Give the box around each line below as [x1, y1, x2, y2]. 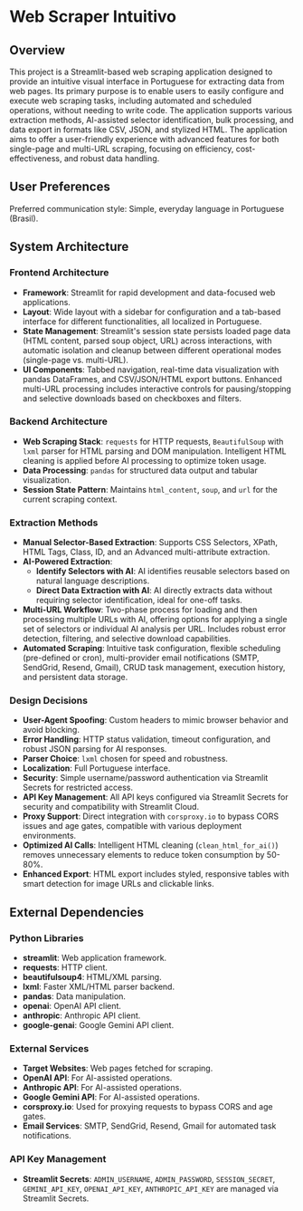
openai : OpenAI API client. [22, 1001, 122, 1012]
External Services [9, 1043, 90, 1054]
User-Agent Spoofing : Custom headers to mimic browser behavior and [22, 715, 289, 726]
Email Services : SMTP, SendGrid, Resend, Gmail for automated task [22, 1120, 277, 1131]
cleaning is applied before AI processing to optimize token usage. [22, 455, 267, 466]
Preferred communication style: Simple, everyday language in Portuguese [9, 203, 285, 214]
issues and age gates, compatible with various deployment [22, 821, 242, 831]
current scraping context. [22, 494, 118, 505]
